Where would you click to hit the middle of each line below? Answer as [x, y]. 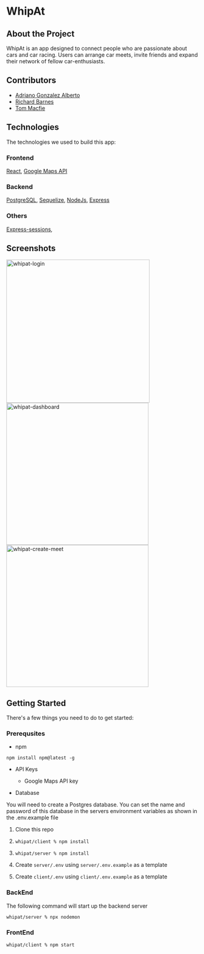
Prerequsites [26, 734]
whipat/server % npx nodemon [43, 917]
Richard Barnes [34, 101]
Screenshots [31, 248]
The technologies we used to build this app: [61, 142]
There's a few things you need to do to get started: [70, 718]
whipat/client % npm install [52, 842]
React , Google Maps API [37, 171]
